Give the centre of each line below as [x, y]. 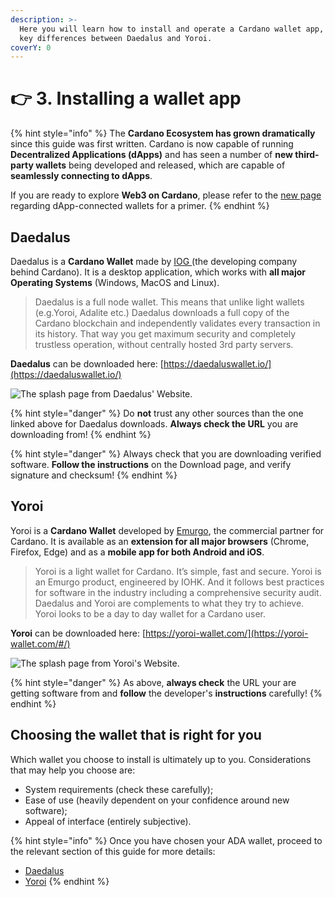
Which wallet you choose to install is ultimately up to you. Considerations [161, 759]
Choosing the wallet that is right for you [136, 735]
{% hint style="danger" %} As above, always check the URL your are [153, 682]
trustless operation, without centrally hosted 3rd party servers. [164, 344]
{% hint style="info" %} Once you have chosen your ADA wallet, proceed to [166, 840]
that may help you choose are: [73, 770]
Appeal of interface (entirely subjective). [108, 821]
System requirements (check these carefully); [119, 789]
